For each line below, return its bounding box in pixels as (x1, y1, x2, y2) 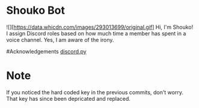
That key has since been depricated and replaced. (6, 95, 131, 102)
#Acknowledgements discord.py (6, 47, 87, 55)
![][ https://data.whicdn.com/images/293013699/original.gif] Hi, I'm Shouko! (6, 23, 194, 31)
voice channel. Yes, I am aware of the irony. (6, 36, 114, 43)
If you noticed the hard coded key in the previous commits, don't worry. (6, 88, 183, 96)
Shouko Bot (6, 4, 65, 17)
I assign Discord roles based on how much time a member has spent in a (6, 29, 186, 37)
